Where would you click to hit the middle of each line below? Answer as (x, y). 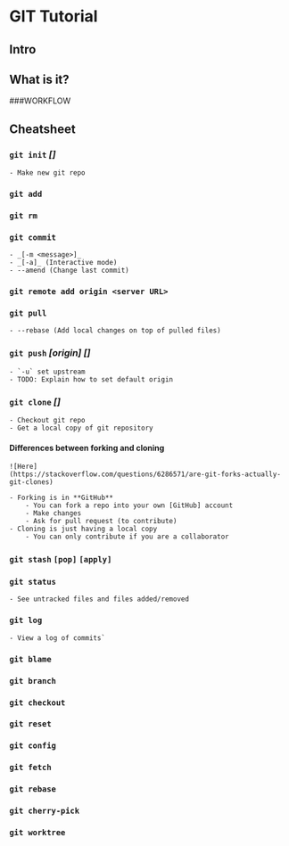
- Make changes (54, 513)
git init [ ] (33, 154)
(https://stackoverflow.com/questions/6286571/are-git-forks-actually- (145, 474)
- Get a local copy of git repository (81, 428)
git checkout (37, 702)
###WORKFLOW (40, 101)
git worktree (37, 833)
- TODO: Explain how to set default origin (91, 379)
